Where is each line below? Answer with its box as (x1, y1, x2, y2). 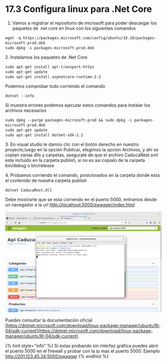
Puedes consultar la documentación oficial (5, 317, 93, 323)
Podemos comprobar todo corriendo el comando (5, 83, 105, 89)
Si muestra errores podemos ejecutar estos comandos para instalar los (5, 102, 151, 108)
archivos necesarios (5, 107, 47, 113)
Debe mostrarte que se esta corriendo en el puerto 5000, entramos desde (5, 196, 157, 202)
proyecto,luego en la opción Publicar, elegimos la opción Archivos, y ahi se (5, 146, 159, 152)
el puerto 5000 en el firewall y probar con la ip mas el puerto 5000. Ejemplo (5, 348, 160, 354)
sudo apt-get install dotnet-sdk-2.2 (5, 132, 83, 137)
